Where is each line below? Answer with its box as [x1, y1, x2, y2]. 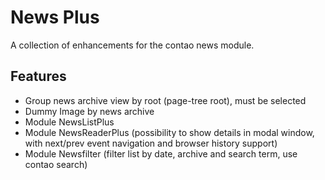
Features [10, 68, 67, 85]
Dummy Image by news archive [24, 105, 155, 117]
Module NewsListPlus [24, 116, 115, 128]
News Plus [10, 6, 100, 29]
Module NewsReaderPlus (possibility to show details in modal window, [24, 126, 315, 138]
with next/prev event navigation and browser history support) [24, 137, 278, 149]
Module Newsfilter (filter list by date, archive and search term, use [24, 147, 298, 160]
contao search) [24, 158, 88, 170]
